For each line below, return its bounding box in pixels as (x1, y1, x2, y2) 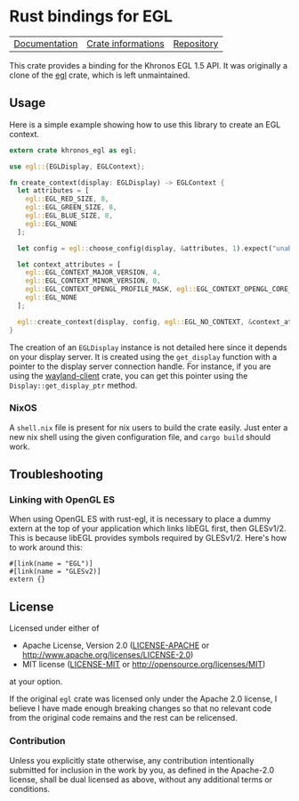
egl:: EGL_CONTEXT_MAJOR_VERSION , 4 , (25, 268, 162, 277)
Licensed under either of (9, 623, 100, 633)
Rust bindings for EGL (9, 6, 174, 27)
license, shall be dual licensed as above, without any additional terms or (9, 773, 273, 785)
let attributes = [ (17, 186, 90, 195)
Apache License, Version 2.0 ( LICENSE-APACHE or (21, 640, 210, 651)
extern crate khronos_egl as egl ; (9, 145, 138, 155)
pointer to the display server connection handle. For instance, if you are (9, 361, 271, 372)
